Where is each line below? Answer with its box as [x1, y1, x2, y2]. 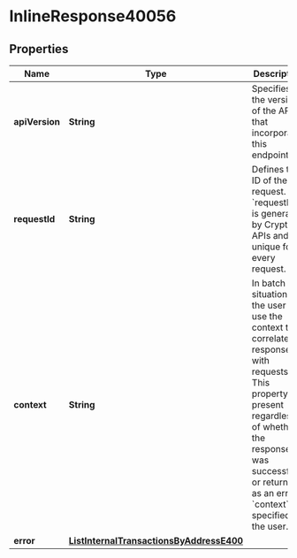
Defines [251, 164, 285, 175]
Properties [9, 42, 69, 57]
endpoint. [251, 149, 292, 161]
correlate [251, 333, 290, 344]
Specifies [251, 82, 292, 95]
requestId [13, 213, 56, 225]
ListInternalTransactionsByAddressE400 [68, 535, 244, 547]
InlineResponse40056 [9, 6, 177, 27]
